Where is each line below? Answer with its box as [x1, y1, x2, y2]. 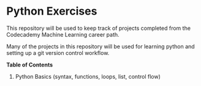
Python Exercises [6, 4, 97, 18]
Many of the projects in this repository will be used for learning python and [6, 43, 195, 50]
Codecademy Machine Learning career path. [6, 30, 119, 38]
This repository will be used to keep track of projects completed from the [6, 24, 191, 32]
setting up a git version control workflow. [6, 49, 110, 56]
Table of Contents [6, 61, 53, 68]
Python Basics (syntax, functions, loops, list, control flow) [15, 73, 161, 80]
